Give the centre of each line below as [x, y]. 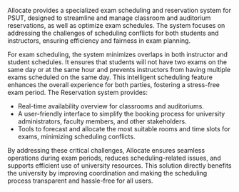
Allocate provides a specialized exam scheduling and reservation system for [119, 10]
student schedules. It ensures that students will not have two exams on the [117, 62]
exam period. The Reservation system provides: [78, 92]
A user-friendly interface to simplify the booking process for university [121, 114]
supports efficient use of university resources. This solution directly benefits [119, 166]
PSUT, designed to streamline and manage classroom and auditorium [109, 18]
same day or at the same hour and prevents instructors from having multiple [119, 70]
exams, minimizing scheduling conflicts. [76, 136]
